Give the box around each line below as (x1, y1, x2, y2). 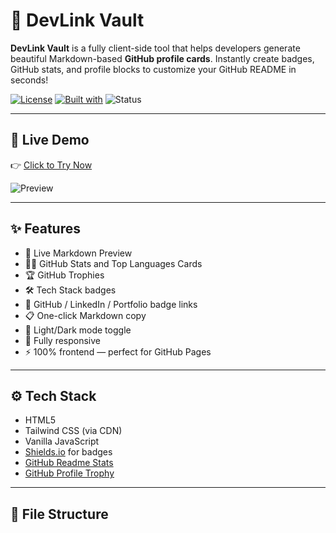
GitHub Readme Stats (24, 457, 114, 469)
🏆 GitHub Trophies (24, 269, 105, 281)
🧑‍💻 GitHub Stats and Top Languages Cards (24, 257, 203, 269)
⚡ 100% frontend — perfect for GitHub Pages (24, 345, 212, 358)
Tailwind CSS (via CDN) (24, 425, 123, 437)
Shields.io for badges (24, 446, 113, 458)
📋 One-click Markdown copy (24, 309, 147, 321)
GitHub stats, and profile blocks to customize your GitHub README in (10, 63, 297, 75)
